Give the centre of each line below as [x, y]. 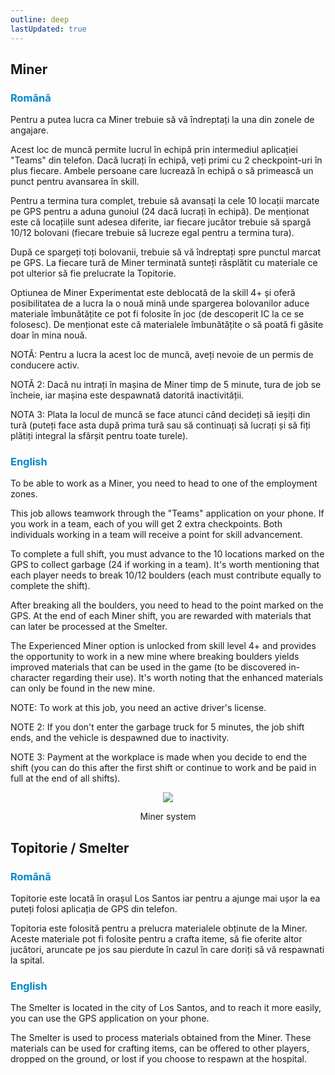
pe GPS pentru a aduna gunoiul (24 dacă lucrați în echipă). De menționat [160, 212]
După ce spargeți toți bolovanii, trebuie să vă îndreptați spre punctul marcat [166, 252]
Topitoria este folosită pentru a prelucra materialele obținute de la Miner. [159, 928]
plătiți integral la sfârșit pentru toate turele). [99, 436]
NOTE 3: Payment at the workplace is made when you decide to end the [158, 757]
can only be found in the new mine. [83, 688]
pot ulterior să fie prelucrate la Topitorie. [93, 273]
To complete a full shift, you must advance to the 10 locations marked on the [167, 554]
